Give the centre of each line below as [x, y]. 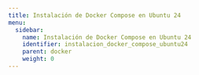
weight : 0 [39, 59]
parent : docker [47, 52]
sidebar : [29, 30]
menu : [17, 23]
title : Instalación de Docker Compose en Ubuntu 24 [94, 15]
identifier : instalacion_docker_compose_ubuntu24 [105, 45]
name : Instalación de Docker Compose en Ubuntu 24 [107, 37]
